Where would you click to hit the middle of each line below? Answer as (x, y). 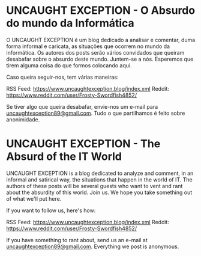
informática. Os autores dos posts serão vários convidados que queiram (95, 52)
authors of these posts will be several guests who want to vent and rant (94, 186)
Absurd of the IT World (64, 157)
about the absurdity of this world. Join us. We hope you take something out (99, 192)
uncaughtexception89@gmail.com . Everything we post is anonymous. (93, 246)
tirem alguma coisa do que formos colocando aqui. (69, 65)
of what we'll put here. (34, 198)
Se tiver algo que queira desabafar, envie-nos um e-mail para (82, 106)
